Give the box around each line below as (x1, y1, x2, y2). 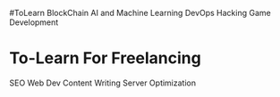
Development (9, 17, 59, 28)
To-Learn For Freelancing (9, 48, 201, 69)
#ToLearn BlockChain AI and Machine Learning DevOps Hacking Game (9, 8, 271, 18)
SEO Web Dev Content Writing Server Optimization (9, 77, 197, 88)
